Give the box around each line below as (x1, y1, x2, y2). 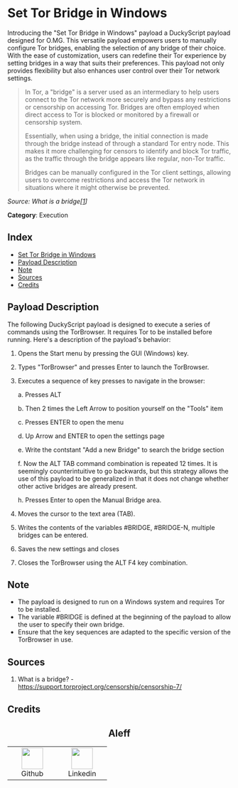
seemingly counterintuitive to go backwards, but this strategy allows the (17, 467, 229, 475)
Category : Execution (7, 211, 69, 219)
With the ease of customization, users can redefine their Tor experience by (7, 51, 227, 60)
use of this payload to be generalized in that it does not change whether (17, 474, 229, 483)
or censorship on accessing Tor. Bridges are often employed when (24, 102, 220, 111)
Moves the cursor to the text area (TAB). (17, 509, 136, 518)
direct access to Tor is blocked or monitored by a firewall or (24, 110, 200, 119)
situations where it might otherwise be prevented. (24, 183, 171, 191)
